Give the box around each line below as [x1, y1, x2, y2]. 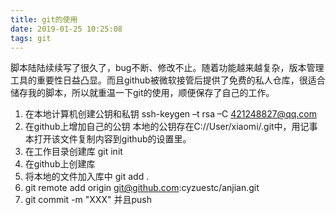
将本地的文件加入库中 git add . [24, 171, 150, 183]
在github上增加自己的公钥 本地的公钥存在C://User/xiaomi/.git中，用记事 [24, 121, 318, 133]
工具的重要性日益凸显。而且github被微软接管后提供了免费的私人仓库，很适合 [10, 74, 326, 86]
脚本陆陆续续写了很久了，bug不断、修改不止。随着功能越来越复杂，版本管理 [10, 62, 325, 74]
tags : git [10, 33, 52, 43]
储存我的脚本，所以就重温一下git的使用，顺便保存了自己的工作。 [10, 87, 275, 99]
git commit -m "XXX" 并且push [24, 194, 152, 206]
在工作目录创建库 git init [24, 146, 123, 158]
